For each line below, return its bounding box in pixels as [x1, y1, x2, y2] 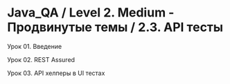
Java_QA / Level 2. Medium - [7, 5, 175, 21]
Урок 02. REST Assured [7, 55, 75, 63]
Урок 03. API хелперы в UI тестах [7, 69, 105, 77]
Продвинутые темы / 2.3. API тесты [7, 19, 224, 35]
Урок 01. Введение [7, 42, 62, 50]
